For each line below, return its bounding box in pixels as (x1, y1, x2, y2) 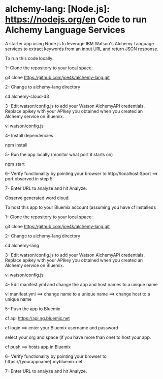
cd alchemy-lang (5, 242, 39, 248)
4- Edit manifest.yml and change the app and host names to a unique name (5, 281, 158, 287)
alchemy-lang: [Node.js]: (5, 3, 110, 15)
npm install (5, 142, 28, 148)
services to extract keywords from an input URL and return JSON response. (5, 46, 159, 52)
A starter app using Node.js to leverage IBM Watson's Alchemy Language (5, 40, 154, 46)
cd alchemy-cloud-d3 (5, 93, 49, 99)
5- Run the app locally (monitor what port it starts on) (5, 151, 113, 157)
